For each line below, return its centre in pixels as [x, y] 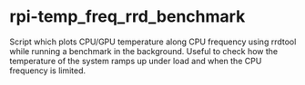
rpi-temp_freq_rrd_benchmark [127, 17]
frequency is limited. [48, 71]
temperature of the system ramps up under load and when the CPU [136, 61]
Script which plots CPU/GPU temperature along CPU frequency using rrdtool [153, 42]
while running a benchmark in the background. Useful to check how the [144, 51]
